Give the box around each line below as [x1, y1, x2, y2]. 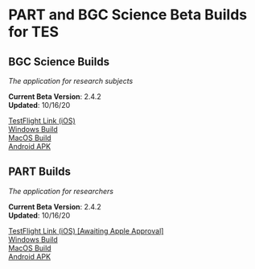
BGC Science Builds [8, 55, 110, 68]
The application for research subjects [8, 77, 134, 85]
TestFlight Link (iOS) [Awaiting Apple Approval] [8, 226, 164, 235]
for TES [8, 23, 59, 41]
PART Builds [8, 165, 71, 179]
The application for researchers [8, 186, 114, 196]
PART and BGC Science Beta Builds [8, 6, 248, 24]
